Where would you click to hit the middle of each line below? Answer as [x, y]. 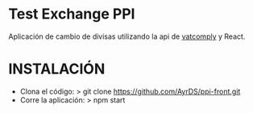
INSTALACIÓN [57, 69]
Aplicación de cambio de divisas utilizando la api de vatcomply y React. [127, 36]
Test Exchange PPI [72, 14]
